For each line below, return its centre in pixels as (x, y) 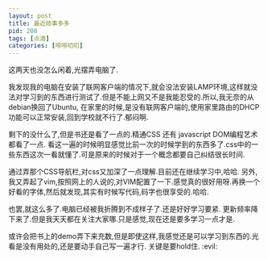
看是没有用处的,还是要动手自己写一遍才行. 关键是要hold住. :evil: (113, 246)
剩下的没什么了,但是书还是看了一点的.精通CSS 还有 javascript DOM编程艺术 (133, 135)
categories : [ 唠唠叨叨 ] (45, 46)
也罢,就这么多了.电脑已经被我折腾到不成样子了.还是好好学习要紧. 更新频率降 (134, 209)
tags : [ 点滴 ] (29, 38)
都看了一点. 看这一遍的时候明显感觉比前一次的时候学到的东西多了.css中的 (130, 144)
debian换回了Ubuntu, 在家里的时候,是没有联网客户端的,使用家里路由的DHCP (134, 107)
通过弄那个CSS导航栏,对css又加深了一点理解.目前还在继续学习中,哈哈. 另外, (133, 172)
